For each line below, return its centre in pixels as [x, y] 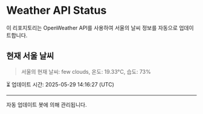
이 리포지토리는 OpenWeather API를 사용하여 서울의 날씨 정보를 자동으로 [92, 28]
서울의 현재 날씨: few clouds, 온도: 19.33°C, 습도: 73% [86, 71]
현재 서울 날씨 [30, 56]
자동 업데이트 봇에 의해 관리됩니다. [47, 104]
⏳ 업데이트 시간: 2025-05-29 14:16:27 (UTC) [60, 84]
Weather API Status [56, 10]
